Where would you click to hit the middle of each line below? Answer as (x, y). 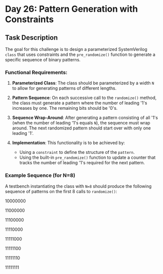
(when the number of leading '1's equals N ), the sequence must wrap (81, 123)
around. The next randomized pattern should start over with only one (81, 128)
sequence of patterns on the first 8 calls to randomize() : (61, 191)
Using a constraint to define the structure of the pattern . (77, 152)
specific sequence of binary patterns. (43, 60)
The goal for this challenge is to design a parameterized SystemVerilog (76, 49)
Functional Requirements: (36, 72)
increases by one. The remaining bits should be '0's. (65, 108)
